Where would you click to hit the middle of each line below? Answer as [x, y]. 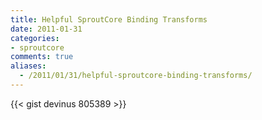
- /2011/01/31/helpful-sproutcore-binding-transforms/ [136, 76]
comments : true [42, 57]
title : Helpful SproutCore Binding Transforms [109, 19]
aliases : [28, 66]
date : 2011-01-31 [46, 29]
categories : [35, 38]
